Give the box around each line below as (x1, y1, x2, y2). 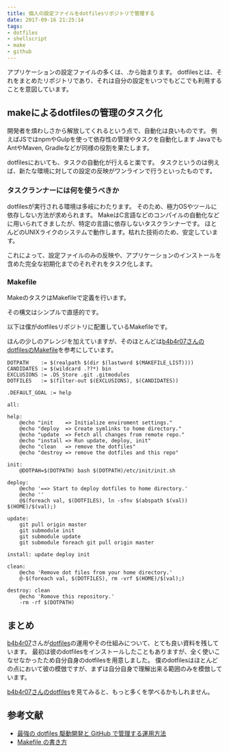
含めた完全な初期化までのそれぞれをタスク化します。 (7, 260, 157, 268)
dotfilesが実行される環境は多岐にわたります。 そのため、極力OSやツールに (7, 202, 217, 210)
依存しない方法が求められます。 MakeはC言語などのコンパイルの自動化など (7, 210, 220, 219)
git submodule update (19, 534, 81, 540)
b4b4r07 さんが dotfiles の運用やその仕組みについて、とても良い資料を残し (7, 639, 213, 647)
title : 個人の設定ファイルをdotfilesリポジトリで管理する (7, 10, 155, 17)
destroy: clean (7, 587, 51, 594)
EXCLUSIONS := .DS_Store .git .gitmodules (7, 371, 130, 379)
